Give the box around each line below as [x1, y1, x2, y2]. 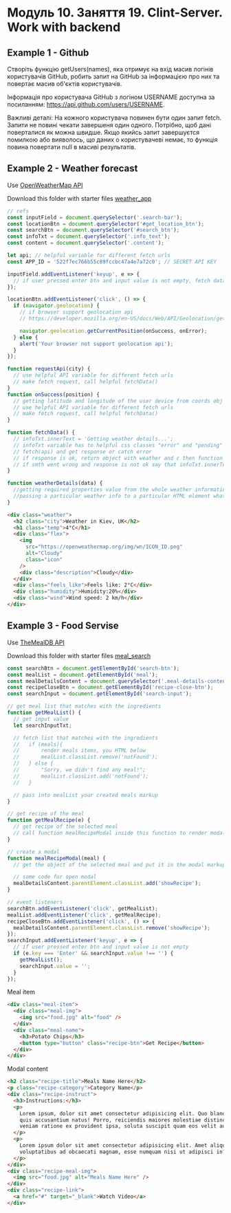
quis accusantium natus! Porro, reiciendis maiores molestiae [19, 1116, 201, 1124]
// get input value [13, 715, 69, 723]
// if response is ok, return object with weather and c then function [13, 455, 223, 461]
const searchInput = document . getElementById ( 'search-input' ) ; [7, 690, 192, 697]
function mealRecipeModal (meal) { [7, 855, 107, 862]
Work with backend [7, 19, 121, 35]
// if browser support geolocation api [19, 309, 134, 316]
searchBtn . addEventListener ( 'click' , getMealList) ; [7, 905, 158, 912]
